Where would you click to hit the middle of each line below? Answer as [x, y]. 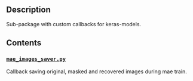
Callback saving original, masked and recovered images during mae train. [96, 71]
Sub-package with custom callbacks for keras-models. [74, 24]
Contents [24, 43]
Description [28, 10]
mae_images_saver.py [36, 59]
